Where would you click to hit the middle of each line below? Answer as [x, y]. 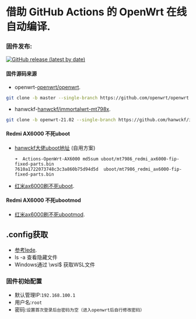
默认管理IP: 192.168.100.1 [45, 295]
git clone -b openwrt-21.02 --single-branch [61, 120]
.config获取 [27, 235]
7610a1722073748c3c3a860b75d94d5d [56, 169]
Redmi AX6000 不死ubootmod [44, 200]
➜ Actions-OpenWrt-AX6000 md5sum [56, 159]
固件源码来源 [21, 74]
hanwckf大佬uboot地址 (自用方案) [55, 148]
